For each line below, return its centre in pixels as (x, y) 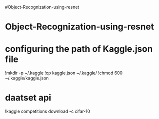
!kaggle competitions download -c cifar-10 (48, 111)
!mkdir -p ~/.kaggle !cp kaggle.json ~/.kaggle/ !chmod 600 (64, 73)
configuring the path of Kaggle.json (79, 49)
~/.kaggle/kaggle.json (27, 78)
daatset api (28, 98)
